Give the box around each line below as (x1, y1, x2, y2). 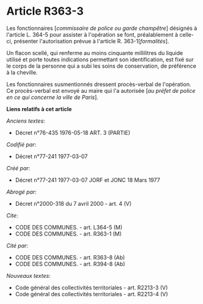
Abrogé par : (6, 188, 37, 195)
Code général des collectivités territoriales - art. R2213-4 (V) (15, 290, 168, 297)
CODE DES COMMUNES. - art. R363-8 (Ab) (15, 253, 125, 261)
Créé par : (6, 164, 31, 172)
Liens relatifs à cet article (6, 105, 72, 112)
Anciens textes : (6, 117, 46, 125)
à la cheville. (6, 68, 38, 76)
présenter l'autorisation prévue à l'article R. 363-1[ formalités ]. (13, 37, 169, 45)
